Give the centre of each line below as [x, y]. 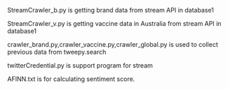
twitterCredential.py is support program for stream [80, 65]
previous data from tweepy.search [57, 52]
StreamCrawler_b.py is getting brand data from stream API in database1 [110, 10]
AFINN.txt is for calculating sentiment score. [71, 79]
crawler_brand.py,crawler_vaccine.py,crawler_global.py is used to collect [113, 44]
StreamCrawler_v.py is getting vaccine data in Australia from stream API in [114, 23]
